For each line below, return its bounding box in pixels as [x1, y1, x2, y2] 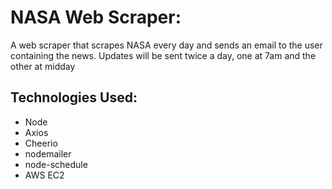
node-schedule [24, 158, 88, 170]
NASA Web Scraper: [10, 6, 182, 29]
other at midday [10, 60, 76, 72]
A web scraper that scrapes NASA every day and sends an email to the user [10, 39, 323, 51]
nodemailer [24, 147, 72, 160]
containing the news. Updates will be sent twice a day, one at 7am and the [10, 49, 317, 61]
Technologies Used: [10, 89, 138, 106]
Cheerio [24, 137, 58, 149]
